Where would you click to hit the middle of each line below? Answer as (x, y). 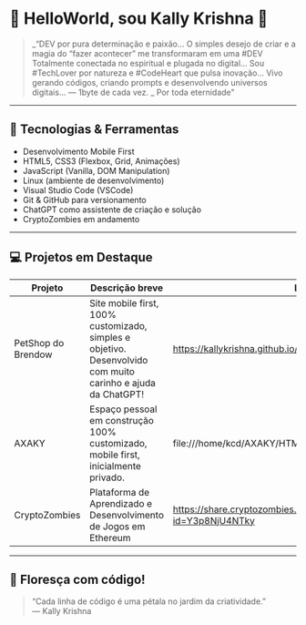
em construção (122, 420)
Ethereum (110, 538)
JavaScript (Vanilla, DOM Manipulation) (96, 170)
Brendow (33, 354)
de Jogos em (117, 526)
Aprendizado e (121, 503)
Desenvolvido (119, 360)
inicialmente (115, 466)
